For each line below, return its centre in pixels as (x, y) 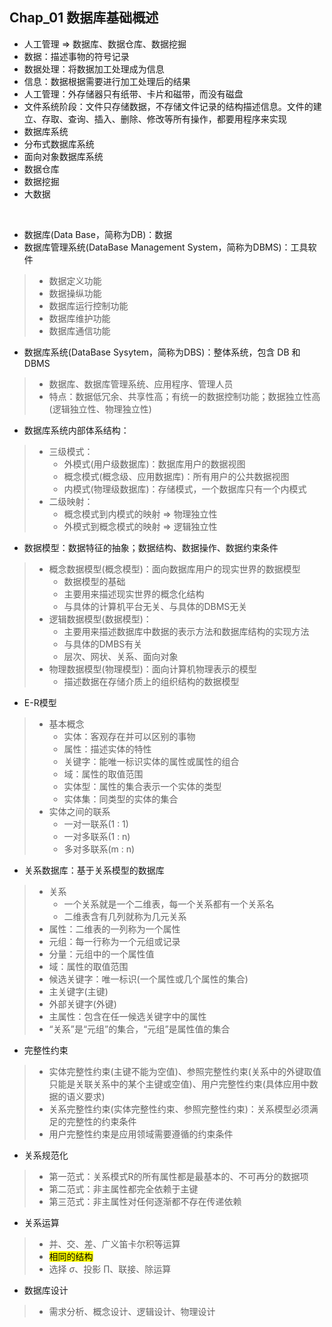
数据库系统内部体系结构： (76, 430)
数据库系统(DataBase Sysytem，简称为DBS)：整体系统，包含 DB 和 (162, 352)
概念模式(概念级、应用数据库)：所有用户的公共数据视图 (176, 476)
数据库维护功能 (79, 318)
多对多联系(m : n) (99, 849)
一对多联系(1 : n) (97, 836)
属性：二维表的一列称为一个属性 (114, 929)
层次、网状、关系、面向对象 (121, 656)
